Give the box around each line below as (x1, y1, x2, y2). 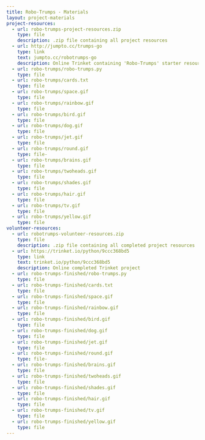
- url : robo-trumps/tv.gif (12, 203, 81, 209)
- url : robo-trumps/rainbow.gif (12, 100, 95, 106)
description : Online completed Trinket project (17, 265, 140, 271)
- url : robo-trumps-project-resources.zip (12, 26, 121, 32)
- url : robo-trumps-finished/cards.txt (12, 282, 113, 288)
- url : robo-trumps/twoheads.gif (12, 168, 97, 174)
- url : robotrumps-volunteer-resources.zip (12, 231, 124, 237)
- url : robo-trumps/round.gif (12, 145, 88, 152)
